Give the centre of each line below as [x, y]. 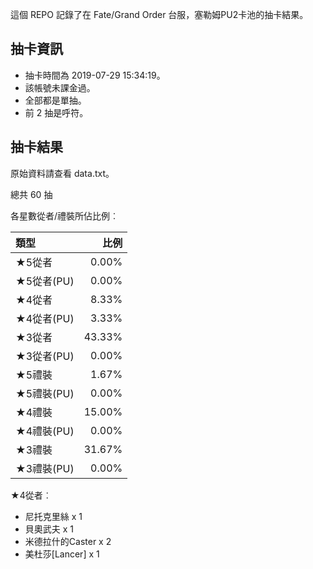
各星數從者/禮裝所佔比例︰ [65, 215]
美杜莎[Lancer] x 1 [62, 554]
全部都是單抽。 [55, 100]
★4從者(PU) [45, 318]
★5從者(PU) [45, 281]
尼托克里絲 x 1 [53, 516]
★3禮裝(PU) [45, 468]
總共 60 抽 [31, 194]
